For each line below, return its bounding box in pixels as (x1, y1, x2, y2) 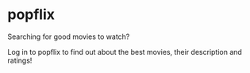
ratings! (7, 56, 33, 65)
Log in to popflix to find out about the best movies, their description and (7, 47, 243, 56)
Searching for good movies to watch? (7, 32, 130, 41)
